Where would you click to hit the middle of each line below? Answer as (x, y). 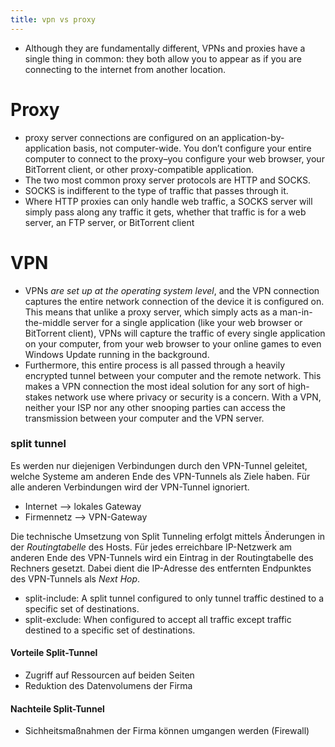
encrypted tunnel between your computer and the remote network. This (173, 375)
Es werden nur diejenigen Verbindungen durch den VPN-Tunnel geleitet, (159, 465)
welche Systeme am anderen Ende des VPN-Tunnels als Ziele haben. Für (160, 476)
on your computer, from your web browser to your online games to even (173, 343)
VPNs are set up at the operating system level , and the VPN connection (172, 290)
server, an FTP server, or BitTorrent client (109, 222)
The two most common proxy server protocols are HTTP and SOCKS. (167, 180)
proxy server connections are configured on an (122, 137)
